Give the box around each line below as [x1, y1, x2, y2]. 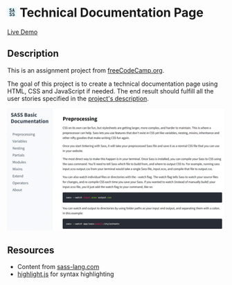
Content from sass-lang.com [17, 263, 100, 271]
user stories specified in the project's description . [7, 94, 149, 102]
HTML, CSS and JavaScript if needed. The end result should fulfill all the [7, 86, 214, 95]
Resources [7, 244, 55, 256]
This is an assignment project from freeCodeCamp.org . [7, 66, 165, 74]
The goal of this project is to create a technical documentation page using [7, 80, 218, 88]
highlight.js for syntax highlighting [17, 270, 114, 278]
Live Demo [7, 28, 38, 36]
